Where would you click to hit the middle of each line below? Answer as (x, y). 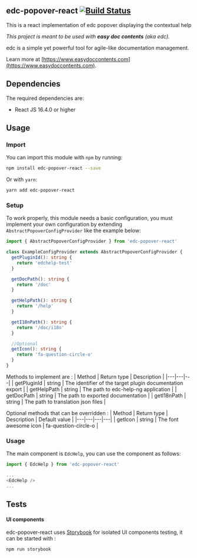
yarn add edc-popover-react (41, 191)
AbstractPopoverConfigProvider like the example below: (74, 230)
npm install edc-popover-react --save (54, 168)
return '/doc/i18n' (41, 328)
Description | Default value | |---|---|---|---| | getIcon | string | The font (92, 419)
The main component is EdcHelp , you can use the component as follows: (94, 454)
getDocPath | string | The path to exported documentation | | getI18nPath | (96, 395)
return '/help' (35, 306)
